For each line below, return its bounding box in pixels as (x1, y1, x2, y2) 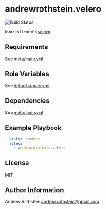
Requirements (5, 43, 48, 51)
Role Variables (5, 70, 49, 78)
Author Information (5, 186, 64, 194)
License (5, 159, 29, 167)
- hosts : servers (5, 137, 40, 142)
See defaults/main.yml (5, 82, 50, 88)
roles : (9, 141, 23, 146)
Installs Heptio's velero (5, 29, 51, 34)
